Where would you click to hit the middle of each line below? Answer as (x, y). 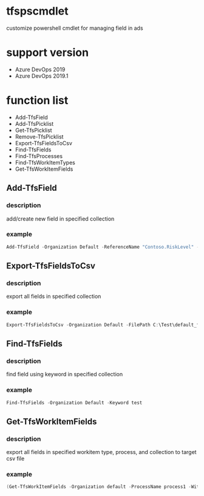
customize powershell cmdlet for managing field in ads (75, 28)
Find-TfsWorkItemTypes (45, 162)
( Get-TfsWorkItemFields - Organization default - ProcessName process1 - (99, 487)
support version (48, 53)
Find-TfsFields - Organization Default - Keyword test (74, 402)
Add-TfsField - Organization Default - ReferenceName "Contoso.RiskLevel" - (103, 247)
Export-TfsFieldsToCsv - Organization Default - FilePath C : (83, 325)
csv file (15, 459)
